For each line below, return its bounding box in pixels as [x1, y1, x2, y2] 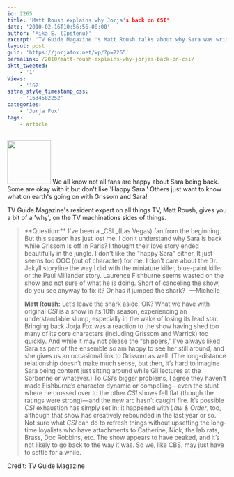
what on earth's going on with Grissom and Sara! [7, 192, 148, 200]
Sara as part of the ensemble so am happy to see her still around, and [24, 344, 225, 353]
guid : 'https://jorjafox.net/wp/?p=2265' [7, 50, 130, 57]
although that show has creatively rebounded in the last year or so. [24, 411, 217, 419]
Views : [7, 75, 26, 82]
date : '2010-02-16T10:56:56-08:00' [7, 23, 111, 30]
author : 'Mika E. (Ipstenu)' [7, 29, 92, 37]
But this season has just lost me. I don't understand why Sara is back [24, 234, 223, 242]
